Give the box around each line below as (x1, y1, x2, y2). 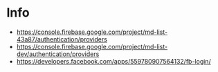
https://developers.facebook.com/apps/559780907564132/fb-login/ (16, 57, 212, 65)
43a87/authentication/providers (16, 35, 108, 43)
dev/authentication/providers (16, 50, 100, 58)
